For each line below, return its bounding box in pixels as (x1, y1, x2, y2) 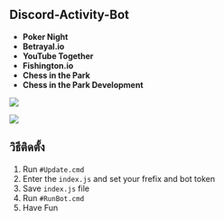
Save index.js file (22, 183, 90, 194)
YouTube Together (22, 50, 94, 62)
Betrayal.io (22, 41, 65, 52)
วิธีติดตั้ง (9, 139, 45, 155)
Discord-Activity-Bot (9, 7, 129, 23)
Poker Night (22, 31, 69, 42)
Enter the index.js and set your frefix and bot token (22, 173, 215, 184)
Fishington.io (22, 60, 74, 71)
